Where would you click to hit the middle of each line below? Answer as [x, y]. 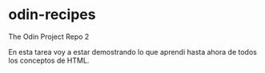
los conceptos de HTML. [49, 60]
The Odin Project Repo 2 [49, 36]
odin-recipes [52, 15]
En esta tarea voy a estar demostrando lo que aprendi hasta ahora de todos [133, 52]
